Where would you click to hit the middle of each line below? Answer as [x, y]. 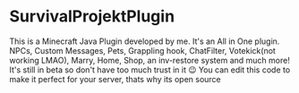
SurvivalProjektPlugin [92, 17]
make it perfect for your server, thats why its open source [115, 79]
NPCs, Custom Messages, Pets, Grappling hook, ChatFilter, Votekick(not [142, 50]
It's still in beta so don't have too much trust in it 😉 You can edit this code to [150, 70]
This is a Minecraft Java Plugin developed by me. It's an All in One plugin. [145, 41]
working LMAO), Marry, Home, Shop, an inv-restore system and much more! [150, 60]
